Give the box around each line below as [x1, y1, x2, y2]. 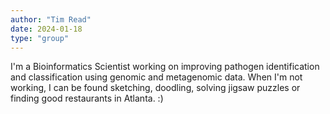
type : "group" [10, 33, 70, 43]
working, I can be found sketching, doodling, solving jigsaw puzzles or [10, 82, 301, 94]
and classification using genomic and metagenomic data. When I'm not [10, 71, 303, 83]
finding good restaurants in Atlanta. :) [10, 92, 164, 105]
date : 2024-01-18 [10, 24, 83, 34]
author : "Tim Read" [10, 14, 92, 25]
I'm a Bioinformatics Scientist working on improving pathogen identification [10, 61, 320, 73]
